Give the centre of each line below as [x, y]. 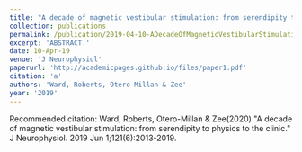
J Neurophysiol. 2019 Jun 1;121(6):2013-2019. [93, 138]
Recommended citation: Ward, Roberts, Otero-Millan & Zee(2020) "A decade [151, 119]
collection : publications [58, 26]
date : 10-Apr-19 [40, 51]
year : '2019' [34, 93]
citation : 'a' [36, 76]
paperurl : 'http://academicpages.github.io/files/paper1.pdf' [128, 68]
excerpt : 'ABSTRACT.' [50, 43]
